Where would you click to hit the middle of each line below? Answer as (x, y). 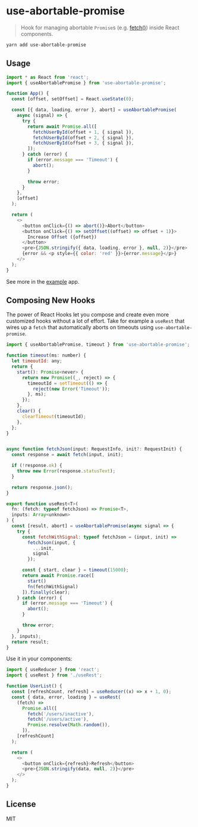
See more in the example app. (43, 281)
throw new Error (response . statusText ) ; (66, 471)
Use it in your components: (39, 659)
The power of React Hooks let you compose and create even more (88, 315)
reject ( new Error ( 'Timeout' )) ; (71, 389)
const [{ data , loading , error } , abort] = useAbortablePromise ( (94, 110)
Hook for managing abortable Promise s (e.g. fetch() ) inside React (100, 27)
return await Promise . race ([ (58, 576)
